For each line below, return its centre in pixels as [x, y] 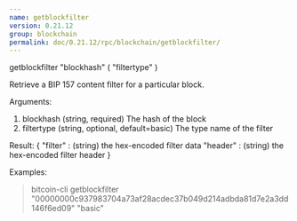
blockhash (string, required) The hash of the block [114, 119]
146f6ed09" [53, 209]
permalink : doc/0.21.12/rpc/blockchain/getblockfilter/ [115, 42]
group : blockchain [43, 34]
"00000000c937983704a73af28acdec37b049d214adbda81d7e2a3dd [160, 199]
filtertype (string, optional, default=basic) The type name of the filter [148, 129]
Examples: [28, 172]
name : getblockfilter [49, 17]
